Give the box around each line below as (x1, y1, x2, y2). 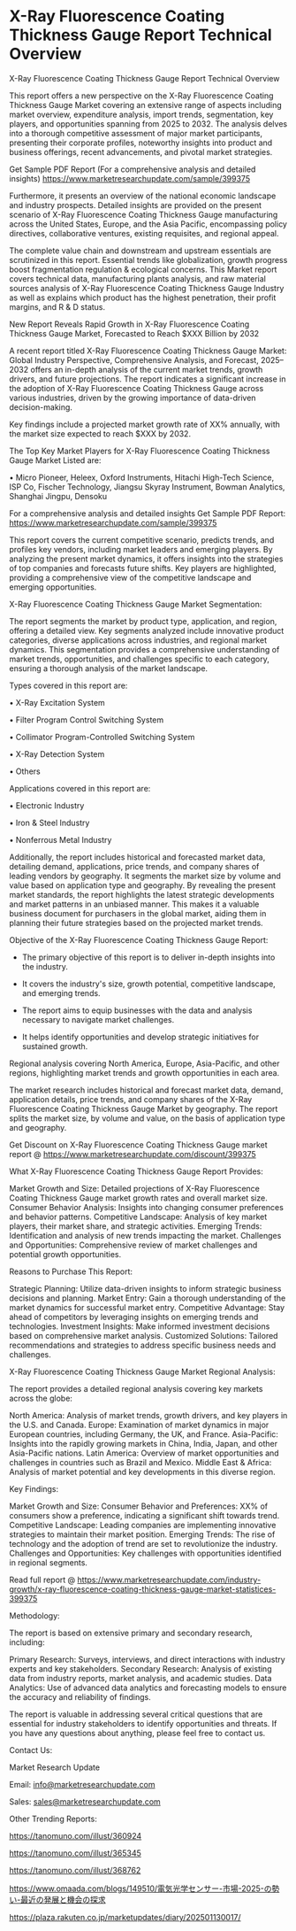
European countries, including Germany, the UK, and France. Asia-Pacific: (9, 1428, 278, 1440)
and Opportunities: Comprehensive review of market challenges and (9, 1240, 258, 1250)
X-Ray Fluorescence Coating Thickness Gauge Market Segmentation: (9, 599, 262, 609)
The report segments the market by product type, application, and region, (9, 615, 277, 626)
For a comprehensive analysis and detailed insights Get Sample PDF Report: (9, 507, 286, 519)
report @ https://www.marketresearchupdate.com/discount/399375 (9, 1148, 256, 1159)
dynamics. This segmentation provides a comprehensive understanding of (9, 644, 280, 654)
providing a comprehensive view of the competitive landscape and (9, 572, 252, 583)
